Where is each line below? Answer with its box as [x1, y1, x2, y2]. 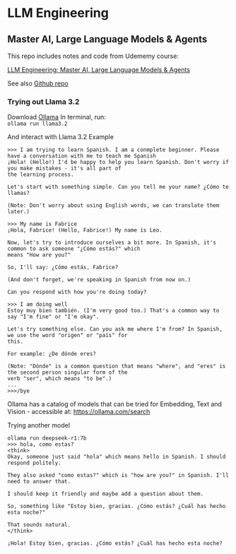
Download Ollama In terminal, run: [7, 113, 106, 122]
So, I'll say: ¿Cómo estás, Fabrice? [7, 264, 119, 271]
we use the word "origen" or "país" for [7, 332, 129, 339]
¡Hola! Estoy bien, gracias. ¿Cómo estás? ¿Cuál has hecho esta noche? [7, 540, 223, 547]
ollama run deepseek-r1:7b [7, 435, 87, 442]
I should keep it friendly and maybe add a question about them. [7, 490, 203, 497]
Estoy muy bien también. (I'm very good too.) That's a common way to [7, 307, 220, 314]
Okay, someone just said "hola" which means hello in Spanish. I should [7, 454, 226, 461]
